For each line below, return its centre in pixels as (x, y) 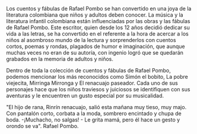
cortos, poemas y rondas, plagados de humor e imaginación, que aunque (96, 46)
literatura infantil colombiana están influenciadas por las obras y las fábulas (98, 21)
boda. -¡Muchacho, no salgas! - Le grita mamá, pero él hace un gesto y (93, 120)
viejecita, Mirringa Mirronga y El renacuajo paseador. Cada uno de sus (92, 83)
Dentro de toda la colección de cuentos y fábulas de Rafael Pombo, (88, 70)
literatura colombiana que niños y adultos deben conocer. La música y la (95, 15)
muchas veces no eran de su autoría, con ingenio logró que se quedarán (95, 52)
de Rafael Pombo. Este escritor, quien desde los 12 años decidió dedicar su (98, 27)
